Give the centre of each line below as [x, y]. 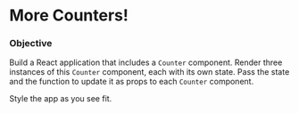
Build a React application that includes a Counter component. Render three [146, 62]
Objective [31, 44]
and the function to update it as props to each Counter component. [132, 82]
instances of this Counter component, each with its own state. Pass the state [149, 72]
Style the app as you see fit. [61, 99]
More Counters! [69, 16]
